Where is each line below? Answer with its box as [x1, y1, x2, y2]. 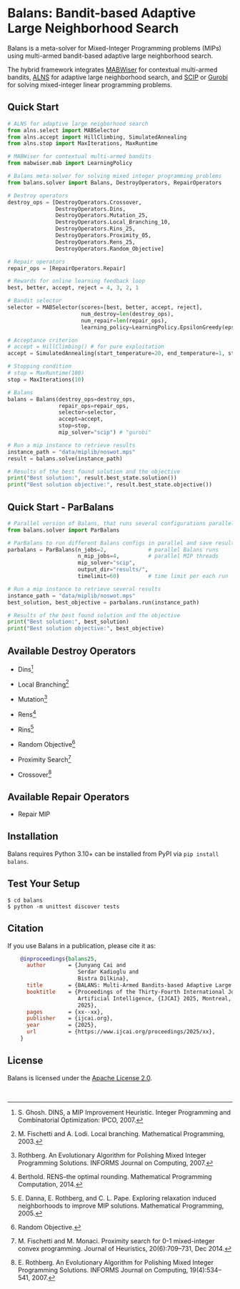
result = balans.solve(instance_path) [7, 455, 123, 462]
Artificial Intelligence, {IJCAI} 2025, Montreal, [77, 995, 232, 1002]
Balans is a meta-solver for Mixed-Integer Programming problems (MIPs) [7, 44, 221, 52]
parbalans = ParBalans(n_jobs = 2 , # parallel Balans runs [7, 546, 219, 553]
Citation [7, 922, 44, 935]
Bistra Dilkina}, [77, 975, 130, 982]
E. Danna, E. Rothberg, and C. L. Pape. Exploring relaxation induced [17, 1193, 216, 1202]
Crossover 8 [17, 769, 52, 779]
